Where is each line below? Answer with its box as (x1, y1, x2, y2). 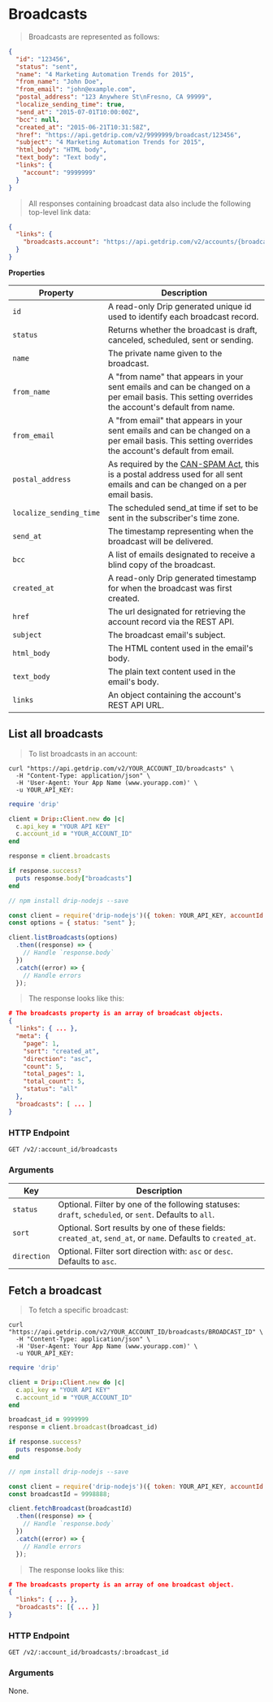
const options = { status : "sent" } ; (8, 919, 136, 927)
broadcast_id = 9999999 (8, 1416, 89, 1424)
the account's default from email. (107, 445, 234, 456)
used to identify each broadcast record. (107, 311, 259, 322)
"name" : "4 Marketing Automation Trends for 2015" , (15, 70, 195, 78)
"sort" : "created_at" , (23, 1047, 100, 1055)
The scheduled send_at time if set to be (107, 502, 258, 513)
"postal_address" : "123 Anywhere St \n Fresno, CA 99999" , (15, 93, 213, 102)
